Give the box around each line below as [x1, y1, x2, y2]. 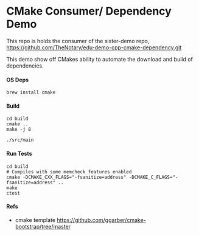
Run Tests [6, 150, 32, 157]
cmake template [15, 216, 56, 223]
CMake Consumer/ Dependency [6, 4, 172, 18]
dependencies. [6, 62, 44, 69]
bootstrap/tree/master [15, 223, 71, 230]
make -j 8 [6, 127, 32, 133]
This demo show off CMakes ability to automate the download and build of [6, 55, 194, 63]
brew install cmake [6, 89, 56, 95]
